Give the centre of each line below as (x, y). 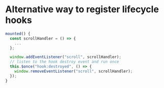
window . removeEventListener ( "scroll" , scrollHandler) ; (74, 71)
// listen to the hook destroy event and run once (64, 62)
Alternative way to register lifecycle (82, 9)
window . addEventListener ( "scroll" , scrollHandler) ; (66, 57)
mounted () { (18, 34)
